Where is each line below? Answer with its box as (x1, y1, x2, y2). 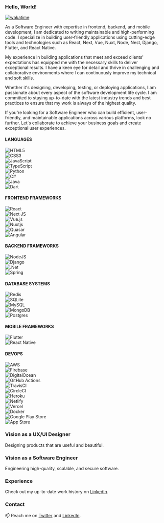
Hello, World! (5, 3, 37, 10)
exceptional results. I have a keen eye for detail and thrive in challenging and (5, 65, 160, 70)
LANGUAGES (5, 136, 32, 142)
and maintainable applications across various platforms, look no (23, 115, 152, 121)
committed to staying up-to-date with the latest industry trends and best (5, 95, 151, 101)
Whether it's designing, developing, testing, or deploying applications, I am (5, 85, 156, 91)
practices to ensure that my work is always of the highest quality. (5, 100, 136, 106)
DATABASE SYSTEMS (5, 280, 50, 287)
